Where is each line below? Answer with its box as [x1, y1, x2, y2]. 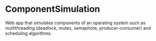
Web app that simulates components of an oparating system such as [5, 20, 146, 26]
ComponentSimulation [5, 3, 100, 15]
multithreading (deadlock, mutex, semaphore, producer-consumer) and [5, 25, 152, 31]
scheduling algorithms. [5, 30, 52, 36]
